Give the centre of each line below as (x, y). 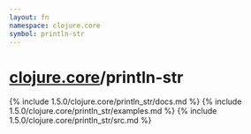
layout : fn (29, 17)
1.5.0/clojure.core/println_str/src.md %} (80, 121)
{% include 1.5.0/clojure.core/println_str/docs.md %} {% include (125, 101)
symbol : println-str (47, 33)
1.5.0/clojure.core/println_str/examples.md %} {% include (113, 111)
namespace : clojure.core (55, 26)
